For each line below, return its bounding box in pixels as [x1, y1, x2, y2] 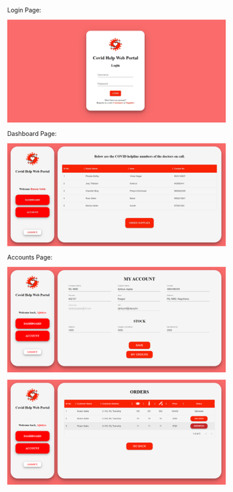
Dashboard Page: [7, 129, 57, 137]
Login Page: [7, 6, 42, 14]
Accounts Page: [7, 253, 53, 261]
